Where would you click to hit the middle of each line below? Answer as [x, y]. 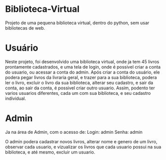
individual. [16, 98]
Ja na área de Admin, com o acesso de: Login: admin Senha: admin [74, 132]
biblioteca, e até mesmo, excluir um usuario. [50, 152]
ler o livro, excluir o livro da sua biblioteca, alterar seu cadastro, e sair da [79, 82]
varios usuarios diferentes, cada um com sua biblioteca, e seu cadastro [78, 93]
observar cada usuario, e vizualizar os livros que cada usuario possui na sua [83, 147]
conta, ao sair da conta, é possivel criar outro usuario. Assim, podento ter [80, 88]
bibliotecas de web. [25, 28]
